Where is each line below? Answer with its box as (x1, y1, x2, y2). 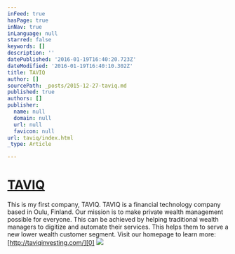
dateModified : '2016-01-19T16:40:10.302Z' (7, 62, 133, 69)
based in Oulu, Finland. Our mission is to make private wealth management (7, 208, 224, 216)
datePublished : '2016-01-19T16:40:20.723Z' (7, 56, 137, 63)
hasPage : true (7, 17, 49, 24)
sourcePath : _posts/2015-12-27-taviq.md (7, 82, 128, 89)
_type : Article (7, 141, 52, 148)
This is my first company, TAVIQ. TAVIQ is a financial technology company (7, 201, 221, 209)
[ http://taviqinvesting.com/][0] (7, 239, 95, 247)
